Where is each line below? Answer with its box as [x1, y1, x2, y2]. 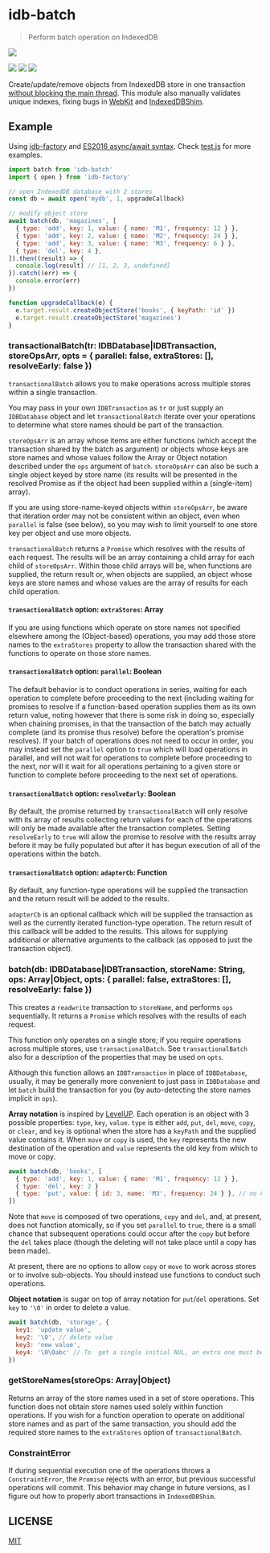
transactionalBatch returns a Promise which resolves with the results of [8, 543, 246, 553]
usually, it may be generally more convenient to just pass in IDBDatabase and [8, 1076, 260, 1085]
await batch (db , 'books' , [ [8, 1167, 103, 1176]
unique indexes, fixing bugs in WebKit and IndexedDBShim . [8, 97, 205, 106]
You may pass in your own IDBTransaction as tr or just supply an [8, 402, 223, 412]
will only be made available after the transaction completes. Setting [8, 823, 231, 834]
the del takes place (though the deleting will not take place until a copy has [8, 1238, 257, 1247]
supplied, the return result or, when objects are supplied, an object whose [8, 569, 253, 579]
